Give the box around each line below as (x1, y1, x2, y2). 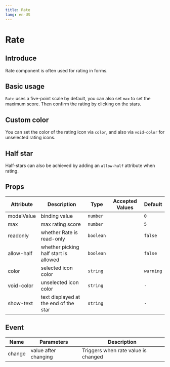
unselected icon (40, 279, 79, 286)
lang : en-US (5, 12, 30, 17)
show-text (8, 300, 33, 307)
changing (30, 353, 53, 360)
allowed (40, 256, 60, 263)
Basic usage (5, 82, 45, 91)
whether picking (40, 243, 79, 251)
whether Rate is (40, 229, 78, 236)
